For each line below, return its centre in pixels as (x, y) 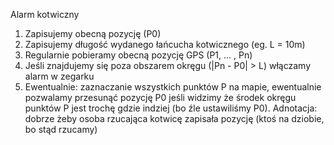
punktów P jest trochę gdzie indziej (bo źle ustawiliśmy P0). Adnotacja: (171, 108)
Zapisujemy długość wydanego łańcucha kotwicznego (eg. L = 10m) (165, 44)
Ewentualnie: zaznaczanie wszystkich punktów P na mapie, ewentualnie (173, 87)
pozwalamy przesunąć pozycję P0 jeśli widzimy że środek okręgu (160, 97)
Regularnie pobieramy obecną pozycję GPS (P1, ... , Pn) (138, 55)
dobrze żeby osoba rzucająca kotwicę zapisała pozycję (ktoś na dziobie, (174, 118)
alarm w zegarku (59, 76)
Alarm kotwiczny (45, 14)
